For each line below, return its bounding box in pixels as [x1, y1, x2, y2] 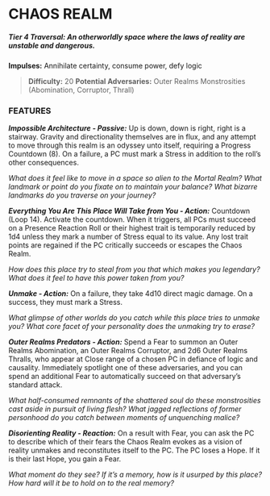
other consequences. [8, 158, 79, 168]
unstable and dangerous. [8, 40, 95, 50]
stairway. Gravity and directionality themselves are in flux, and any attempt [8, 132, 256, 142]
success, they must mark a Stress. [8, 298, 123, 307]
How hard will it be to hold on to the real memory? [8, 478, 175, 488]
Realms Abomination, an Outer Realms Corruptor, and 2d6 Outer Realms [8, 346, 248, 356]
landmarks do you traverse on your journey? [8, 190, 156, 200]
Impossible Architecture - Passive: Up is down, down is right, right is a [8, 123, 246, 133]
